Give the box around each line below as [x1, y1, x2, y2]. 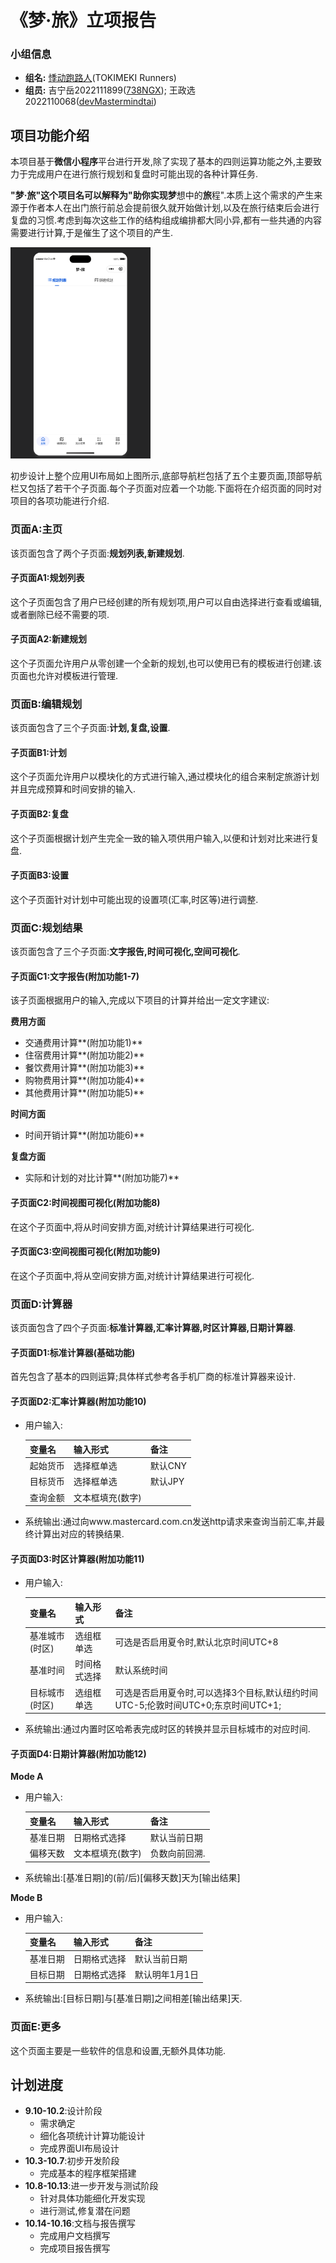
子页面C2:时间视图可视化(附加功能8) [10, 1196, 161, 1208]
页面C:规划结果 [10, 921, 83, 935]
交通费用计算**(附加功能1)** [24, 1037, 143, 1049]
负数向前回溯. [149, 1847, 206, 1860]
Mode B [10, 1891, 43, 1903]
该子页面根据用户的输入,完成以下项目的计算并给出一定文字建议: [10, 994, 270, 1006]
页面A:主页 [10, 522, 63, 536]
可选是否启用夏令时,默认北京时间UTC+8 [114, 1636, 279, 1648]
